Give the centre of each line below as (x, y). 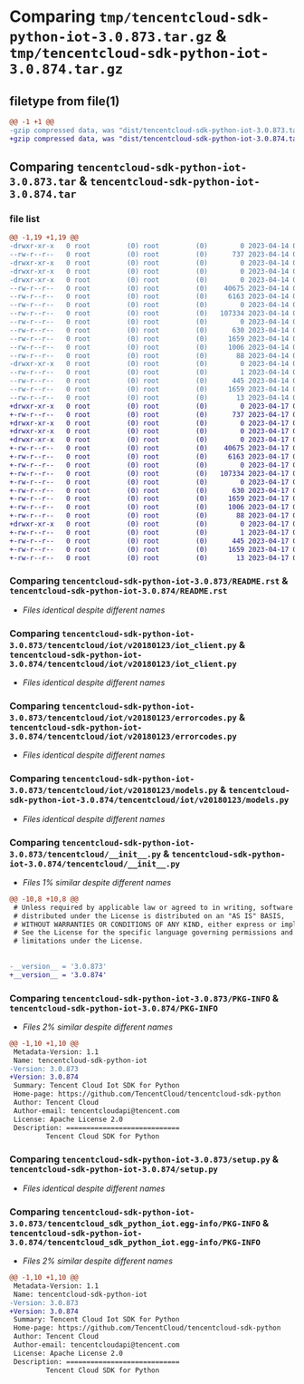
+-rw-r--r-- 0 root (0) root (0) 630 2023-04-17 (149, 490)
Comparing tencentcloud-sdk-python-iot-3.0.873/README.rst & (149, 581)
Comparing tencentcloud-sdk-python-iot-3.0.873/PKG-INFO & (144, 998)
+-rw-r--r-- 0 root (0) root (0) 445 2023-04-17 (149, 541)
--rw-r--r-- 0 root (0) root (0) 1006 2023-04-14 (149, 347)
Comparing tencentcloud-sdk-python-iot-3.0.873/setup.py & (144, 1159)
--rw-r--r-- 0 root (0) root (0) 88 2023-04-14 (149, 355)
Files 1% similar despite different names (97, 882)
